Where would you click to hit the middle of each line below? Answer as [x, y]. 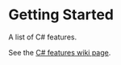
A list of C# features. [43, 37]
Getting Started [61, 15]
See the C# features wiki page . [60, 52]
